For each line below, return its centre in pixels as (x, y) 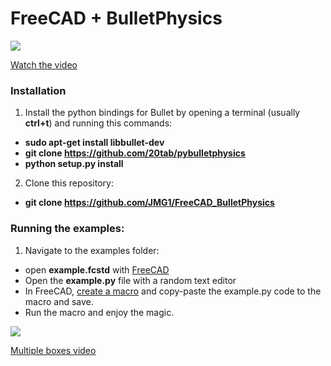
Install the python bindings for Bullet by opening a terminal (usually (162, 113)
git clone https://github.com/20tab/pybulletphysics (135, 153)
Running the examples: (67, 229)
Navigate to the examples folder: (92, 250)
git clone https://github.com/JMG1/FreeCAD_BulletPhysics (149, 203)
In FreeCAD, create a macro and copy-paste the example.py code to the (173, 291)
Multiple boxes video (53, 350)
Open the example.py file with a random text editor (130, 280)
